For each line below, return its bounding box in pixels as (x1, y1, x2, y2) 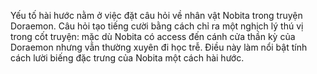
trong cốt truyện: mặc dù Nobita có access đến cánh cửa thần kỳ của (10, 31, 296, 42)
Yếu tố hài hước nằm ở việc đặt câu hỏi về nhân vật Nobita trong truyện (10, 10, 303, 21)
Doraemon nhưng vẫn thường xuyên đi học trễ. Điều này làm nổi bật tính (10, 41, 308, 53)
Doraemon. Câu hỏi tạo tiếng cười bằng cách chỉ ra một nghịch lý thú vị (10, 20, 304, 32)
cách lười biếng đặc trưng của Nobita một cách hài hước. (10, 52, 245, 64)
